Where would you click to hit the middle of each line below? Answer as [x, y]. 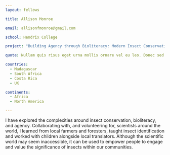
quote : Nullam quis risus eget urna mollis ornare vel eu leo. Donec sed [85, 55]
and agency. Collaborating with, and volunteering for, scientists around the [83, 126]
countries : [17, 64]
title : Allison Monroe [29, 19]
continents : [18, 92]
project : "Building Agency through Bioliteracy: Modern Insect [73, 46]
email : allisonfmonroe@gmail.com [40, 28]
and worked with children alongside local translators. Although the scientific [84, 136]
